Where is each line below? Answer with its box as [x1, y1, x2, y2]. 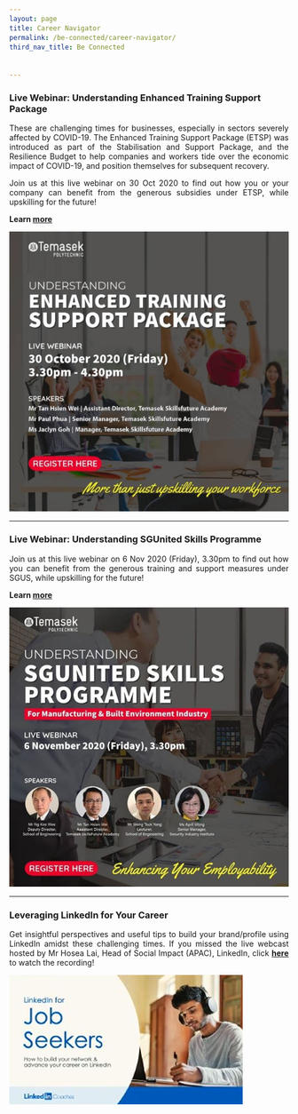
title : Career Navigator [9, 23, 101, 33]
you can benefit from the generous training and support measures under [9, 562, 289, 573]
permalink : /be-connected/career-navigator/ [9, 33, 176, 42]
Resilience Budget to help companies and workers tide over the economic [9, 151, 289, 162]
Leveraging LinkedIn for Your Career [9, 909, 169, 921]
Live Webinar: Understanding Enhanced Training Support [9, 92, 262, 104]
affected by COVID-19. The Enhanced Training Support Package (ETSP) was [9, 132, 289, 143]
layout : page [9, 14, 58, 23]
